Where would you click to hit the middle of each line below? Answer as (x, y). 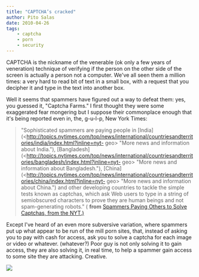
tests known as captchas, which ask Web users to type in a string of (105, 194)
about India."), (38, 149)
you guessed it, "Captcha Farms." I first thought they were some (85, 106)
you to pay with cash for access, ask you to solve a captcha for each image (99, 237)
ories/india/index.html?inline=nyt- (62, 143)
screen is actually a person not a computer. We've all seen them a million (96, 75)
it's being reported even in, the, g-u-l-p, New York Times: (77, 118)
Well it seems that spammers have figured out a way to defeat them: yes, (96, 99)
